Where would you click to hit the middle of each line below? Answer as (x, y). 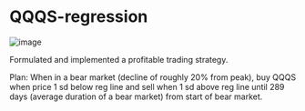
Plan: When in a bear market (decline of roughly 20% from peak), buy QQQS (153, 77)
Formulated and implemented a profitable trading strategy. (119, 59)
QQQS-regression (79, 17)
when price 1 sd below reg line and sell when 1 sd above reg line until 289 (147, 86)
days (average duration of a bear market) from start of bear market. (136, 96)
